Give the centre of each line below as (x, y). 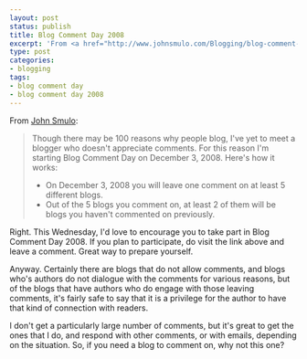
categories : (32, 60)
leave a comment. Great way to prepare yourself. (101, 251)
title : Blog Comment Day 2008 (67, 35)
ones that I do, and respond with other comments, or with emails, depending (153, 335)
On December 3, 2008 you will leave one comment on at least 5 (165, 185)
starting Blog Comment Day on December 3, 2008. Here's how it (153, 157)
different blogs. (74, 195)
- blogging (30, 69)
